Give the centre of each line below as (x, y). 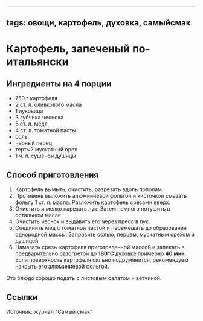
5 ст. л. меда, (32, 124)
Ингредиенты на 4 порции (59, 84)
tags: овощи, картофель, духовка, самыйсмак (98, 23)
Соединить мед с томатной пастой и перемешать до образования (101, 228)
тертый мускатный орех (46, 150)
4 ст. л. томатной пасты (46, 130)
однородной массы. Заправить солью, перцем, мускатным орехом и (105, 234)
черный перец (34, 143)
